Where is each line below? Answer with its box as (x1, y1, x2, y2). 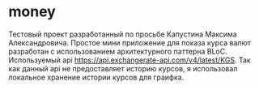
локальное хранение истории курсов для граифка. (8, 72, 185, 82)
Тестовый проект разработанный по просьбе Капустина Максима (8, 29, 237, 39)
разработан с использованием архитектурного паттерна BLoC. (8, 46, 228, 56)
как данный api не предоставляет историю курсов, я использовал (8, 63, 238, 73)
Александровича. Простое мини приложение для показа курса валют (8, 37, 251, 47)
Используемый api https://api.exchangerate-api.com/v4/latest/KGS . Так (8, 55, 251, 65)
